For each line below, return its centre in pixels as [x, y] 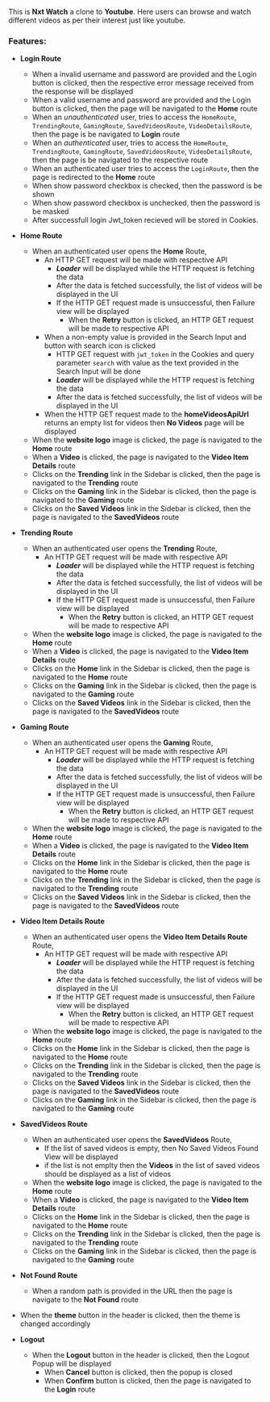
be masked [50, 211]
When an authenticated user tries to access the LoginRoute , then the [145, 169]
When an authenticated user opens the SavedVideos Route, [132, 1140]
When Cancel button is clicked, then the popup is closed [138, 1372]
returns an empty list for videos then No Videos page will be [144, 423]
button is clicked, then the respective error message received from [143, 83]
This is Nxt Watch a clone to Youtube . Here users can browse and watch [130, 12]
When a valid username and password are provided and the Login [141, 100]
